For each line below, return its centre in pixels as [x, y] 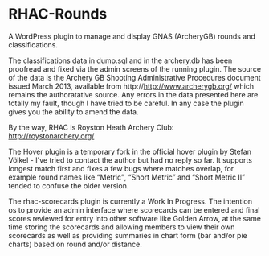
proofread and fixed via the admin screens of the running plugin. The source [135, 68]
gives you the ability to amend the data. [73, 111]
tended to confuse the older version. [69, 185]
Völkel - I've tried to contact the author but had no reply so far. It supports [130, 160]
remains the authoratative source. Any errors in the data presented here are [133, 94]
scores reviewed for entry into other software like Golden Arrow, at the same [134, 218]
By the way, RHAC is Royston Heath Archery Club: [91, 127]
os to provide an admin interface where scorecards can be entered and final [134, 209]
